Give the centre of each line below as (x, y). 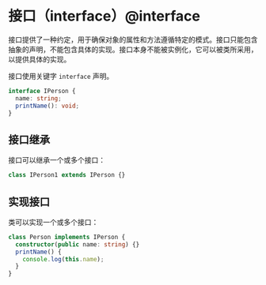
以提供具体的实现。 (40, 59)
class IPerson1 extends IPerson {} (67, 175)
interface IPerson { (42, 91)
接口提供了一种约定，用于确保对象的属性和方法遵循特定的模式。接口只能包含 (133, 39)
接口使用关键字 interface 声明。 (61, 76)
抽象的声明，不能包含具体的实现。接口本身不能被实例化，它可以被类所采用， (133, 49)
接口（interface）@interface (104, 16)
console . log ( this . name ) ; (63, 259)
